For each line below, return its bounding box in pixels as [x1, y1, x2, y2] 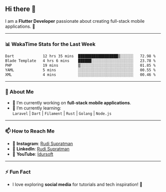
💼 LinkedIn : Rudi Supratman [12, 146, 70, 152]
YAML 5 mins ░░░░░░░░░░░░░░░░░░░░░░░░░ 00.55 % [5, 67, 156, 72]
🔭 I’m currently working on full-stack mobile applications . [12, 99, 131, 105]
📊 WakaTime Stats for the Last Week [5, 41, 96, 48]
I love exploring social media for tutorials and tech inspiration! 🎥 [12, 182, 143, 188]
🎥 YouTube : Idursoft [12, 151, 53, 157]
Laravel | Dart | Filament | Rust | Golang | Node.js [12, 110, 112, 116]
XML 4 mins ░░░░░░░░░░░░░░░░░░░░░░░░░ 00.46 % [5, 72, 156, 77]
